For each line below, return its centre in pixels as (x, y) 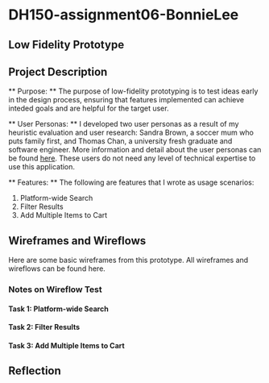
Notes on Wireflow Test (55, 289)
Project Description (58, 71)
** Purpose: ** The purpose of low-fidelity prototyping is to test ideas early (133, 91)
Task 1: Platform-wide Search (58, 309)
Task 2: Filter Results (44, 327)
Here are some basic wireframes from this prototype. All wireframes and (128, 260)
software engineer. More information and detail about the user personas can (135, 150)
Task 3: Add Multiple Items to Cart (66, 345)
